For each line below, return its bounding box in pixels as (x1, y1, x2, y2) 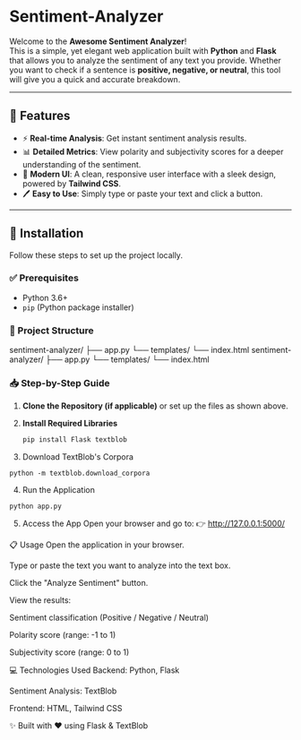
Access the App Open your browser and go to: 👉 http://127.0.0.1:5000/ (21, 518, 285, 529)
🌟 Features (9, 108, 71, 124)
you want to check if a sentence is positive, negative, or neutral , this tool (9, 65, 281, 75)
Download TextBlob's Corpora (21, 452, 134, 462)
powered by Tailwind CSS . (21, 177, 122, 189)
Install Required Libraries (21, 418, 118, 429)
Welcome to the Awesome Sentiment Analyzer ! (9, 36, 187, 47)
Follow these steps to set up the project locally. (9, 249, 184, 261)
